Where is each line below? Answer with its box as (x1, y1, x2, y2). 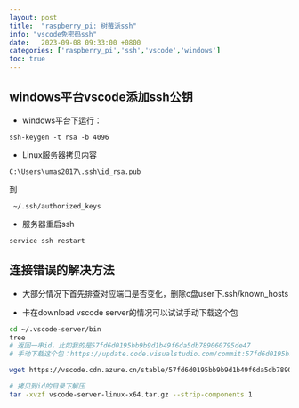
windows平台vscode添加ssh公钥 (9, 90, 193, 105)
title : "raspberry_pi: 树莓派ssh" (9, 21, 137, 30)
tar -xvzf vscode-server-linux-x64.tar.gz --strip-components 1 (9, 389, 253, 399)
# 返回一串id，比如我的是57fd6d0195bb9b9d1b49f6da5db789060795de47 (9, 341, 251, 350)
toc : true (9, 54, 46, 63)
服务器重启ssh (21, 218, 75, 229)
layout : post (9, 12, 58, 22)
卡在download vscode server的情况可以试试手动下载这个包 (21, 306, 238, 317)
